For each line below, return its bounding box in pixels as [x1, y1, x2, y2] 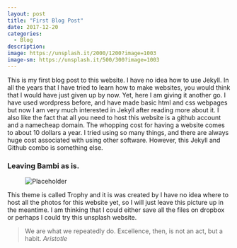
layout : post [7, 10, 46, 18]
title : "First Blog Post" [7, 17, 83, 24]
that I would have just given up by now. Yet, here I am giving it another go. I [7, 90, 226, 99]
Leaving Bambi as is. [7, 160, 80, 170]
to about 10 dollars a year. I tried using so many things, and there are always [7, 128, 229, 136]
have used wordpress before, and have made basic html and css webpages [7, 98, 228, 107]
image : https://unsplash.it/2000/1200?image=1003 [7, 50, 157, 57]
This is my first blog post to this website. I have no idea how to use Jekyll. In [7, 76, 229, 84]
